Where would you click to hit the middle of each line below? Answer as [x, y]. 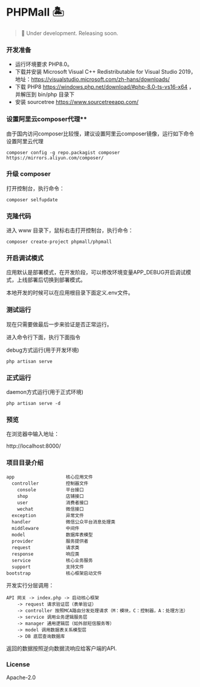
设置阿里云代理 [25, 141]
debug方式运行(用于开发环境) [43, 350]
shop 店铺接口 [51, 496]
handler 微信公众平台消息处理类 [64, 522]
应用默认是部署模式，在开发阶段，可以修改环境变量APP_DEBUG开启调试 [96, 273]
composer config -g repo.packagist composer [63, 152]
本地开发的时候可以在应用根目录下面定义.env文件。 [70, 293]
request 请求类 [46, 547]
